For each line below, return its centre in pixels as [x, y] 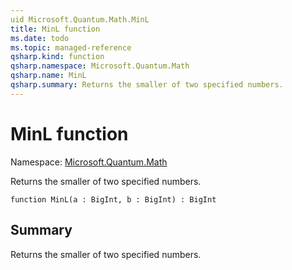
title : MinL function [55, 29]
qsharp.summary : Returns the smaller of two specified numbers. [147, 85]
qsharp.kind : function [57, 57]
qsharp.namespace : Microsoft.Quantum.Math [100, 66]
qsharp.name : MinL [48, 76]
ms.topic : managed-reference [71, 47]
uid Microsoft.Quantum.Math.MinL [80, 19]
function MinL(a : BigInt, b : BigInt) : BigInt [113, 199]
